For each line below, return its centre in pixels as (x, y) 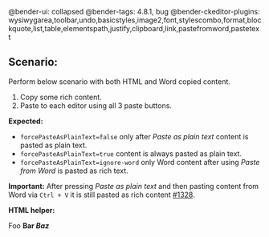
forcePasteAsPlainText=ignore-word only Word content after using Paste (140, 162)
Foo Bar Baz (29, 225)
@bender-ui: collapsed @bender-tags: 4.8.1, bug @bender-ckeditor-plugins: (134, 12)
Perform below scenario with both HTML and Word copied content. (120, 81)
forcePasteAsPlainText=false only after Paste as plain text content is (134, 136)
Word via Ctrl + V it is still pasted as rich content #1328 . (102, 195)
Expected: (26, 121)
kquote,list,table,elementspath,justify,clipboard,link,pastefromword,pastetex (134, 28)
